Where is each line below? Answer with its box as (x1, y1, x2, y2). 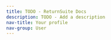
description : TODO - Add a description (6, 14, 106, 20)
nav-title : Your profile (6, 19, 68, 25)
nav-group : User (6, 25, 47, 31)
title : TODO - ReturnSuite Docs (6, 8, 87, 15)
